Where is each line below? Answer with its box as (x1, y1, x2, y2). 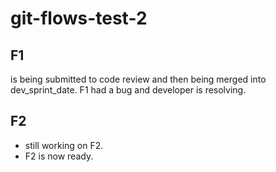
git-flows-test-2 (10, 7, 148, 30)
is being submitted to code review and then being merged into (10, 73, 267, 85)
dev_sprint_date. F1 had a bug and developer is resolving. (10, 84, 247, 96)
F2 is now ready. (24, 150, 94, 162)
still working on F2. (24, 139, 104, 151)
